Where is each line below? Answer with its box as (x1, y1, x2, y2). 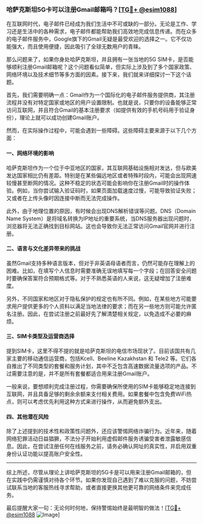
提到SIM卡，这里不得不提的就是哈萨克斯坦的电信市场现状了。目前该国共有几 (6, 347, 196, 355)
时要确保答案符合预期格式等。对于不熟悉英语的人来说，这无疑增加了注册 (6, 274, 186, 282)
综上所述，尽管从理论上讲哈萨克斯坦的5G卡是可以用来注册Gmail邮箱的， (6, 469, 187, 476)
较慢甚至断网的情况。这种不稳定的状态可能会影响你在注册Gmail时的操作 (6, 179, 185, 186)
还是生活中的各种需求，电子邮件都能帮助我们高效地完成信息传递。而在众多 (11, 28, 197, 35)
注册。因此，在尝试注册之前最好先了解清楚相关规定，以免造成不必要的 (11, 310, 186, 317)
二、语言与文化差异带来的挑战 (6, 245, 80, 252)
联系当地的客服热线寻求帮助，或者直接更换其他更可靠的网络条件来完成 (11, 484, 186, 491)
